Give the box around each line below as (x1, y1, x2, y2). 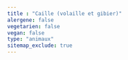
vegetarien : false (7, 23, 60, 30)
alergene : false (7, 17, 54, 23)
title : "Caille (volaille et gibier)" (7, 10, 122, 17)
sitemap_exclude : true (7, 42, 73, 49)
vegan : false (7, 29, 45, 37)
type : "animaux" (7, 36, 54, 43)
